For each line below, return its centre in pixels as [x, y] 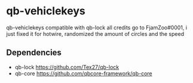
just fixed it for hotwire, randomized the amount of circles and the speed [95, 33]
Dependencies [34, 53]
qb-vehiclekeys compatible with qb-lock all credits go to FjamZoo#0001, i [96, 27]
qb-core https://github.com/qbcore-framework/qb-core [83, 73]
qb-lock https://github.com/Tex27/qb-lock [67, 67]
